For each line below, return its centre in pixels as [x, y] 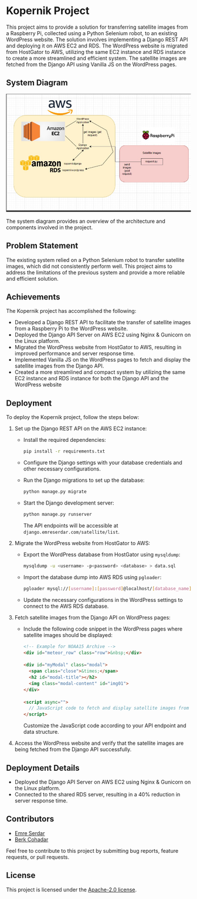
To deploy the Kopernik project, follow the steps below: [73, 417]
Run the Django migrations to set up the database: [84, 480]
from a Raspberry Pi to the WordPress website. [71, 329]
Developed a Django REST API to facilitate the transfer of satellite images [103, 322]
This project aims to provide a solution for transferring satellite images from [97, 27]
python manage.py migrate [55, 492]
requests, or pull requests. [38, 857]
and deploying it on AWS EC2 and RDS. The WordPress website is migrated [97, 46]
